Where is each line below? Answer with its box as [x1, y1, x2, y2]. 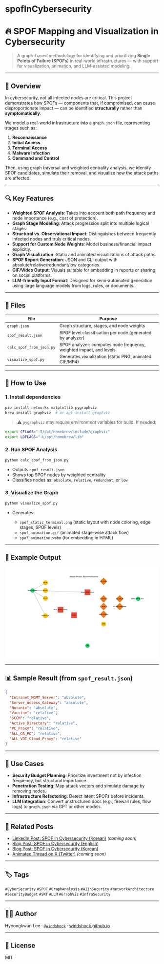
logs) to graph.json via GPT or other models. [12, 804, 102, 810]
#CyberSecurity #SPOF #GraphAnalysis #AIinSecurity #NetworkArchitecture [5, 886, 155, 892]
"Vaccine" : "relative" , [9, 710, 58, 716]
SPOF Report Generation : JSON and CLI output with [12, 257, 118, 263]
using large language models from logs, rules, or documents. [12, 283, 135, 288]
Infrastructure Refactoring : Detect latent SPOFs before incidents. [12, 793, 145, 799]
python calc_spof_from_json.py [5, 458, 69, 463]
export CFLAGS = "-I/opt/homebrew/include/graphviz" [5, 429, 110, 434]
